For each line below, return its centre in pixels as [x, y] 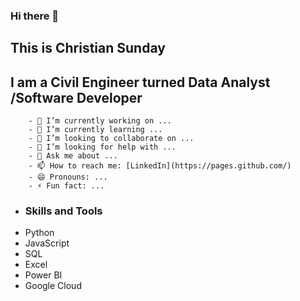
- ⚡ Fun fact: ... [66, 186]
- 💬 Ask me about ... [73, 156]
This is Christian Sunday [88, 48]
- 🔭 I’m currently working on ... [100, 121]
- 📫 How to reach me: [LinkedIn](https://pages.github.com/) [160, 166]
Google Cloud [53, 286]
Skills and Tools [63, 211]
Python [39, 233]
